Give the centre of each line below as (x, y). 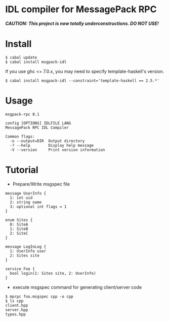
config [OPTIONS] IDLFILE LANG (38, 123)
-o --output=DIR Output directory (47, 141)
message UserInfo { (26, 193)
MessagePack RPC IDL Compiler (37, 127)
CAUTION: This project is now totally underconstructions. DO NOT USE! (82, 23)
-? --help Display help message (52, 145)
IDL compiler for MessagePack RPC (81, 9)
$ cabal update (21, 57)
